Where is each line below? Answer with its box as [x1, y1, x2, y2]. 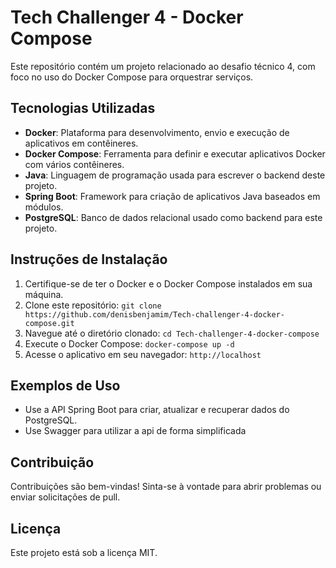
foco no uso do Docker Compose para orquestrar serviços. [10, 71, 254, 83]
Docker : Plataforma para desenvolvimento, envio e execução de [24, 126, 290, 138]
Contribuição [10, 454, 95, 471]
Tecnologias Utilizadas [10, 100, 156, 117]
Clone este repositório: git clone [24, 299, 162, 311]
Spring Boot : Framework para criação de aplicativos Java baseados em [24, 190, 321, 202]
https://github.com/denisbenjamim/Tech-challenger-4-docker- [24, 309, 286, 320]
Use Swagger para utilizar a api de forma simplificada [24, 425, 247, 437]
